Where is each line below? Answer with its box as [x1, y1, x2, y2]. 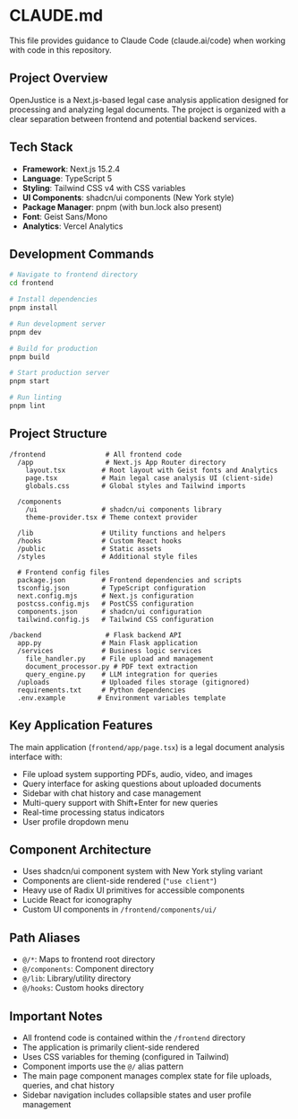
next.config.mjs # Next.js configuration [17, 591, 194, 600]
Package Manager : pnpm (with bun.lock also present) [21, 201, 222, 212]
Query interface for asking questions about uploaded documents [21, 778, 262, 789]
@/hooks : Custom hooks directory [21, 983, 145, 993]
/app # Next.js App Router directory [17, 458, 226, 467]
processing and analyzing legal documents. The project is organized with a [9, 104, 286, 115]
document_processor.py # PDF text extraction [25, 661, 199, 671]
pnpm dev [9, 328, 42, 337]
